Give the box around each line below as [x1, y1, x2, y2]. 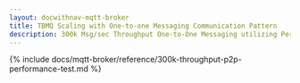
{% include [9, 54, 50, 65]
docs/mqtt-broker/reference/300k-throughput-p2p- [51, 54, 243, 65]
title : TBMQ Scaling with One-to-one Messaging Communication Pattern [9, 21, 278, 30]
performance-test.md [9, 63, 89, 74]
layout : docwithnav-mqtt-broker [9, 12, 129, 22]
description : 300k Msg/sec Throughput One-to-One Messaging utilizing [9, 29, 278, 38]
